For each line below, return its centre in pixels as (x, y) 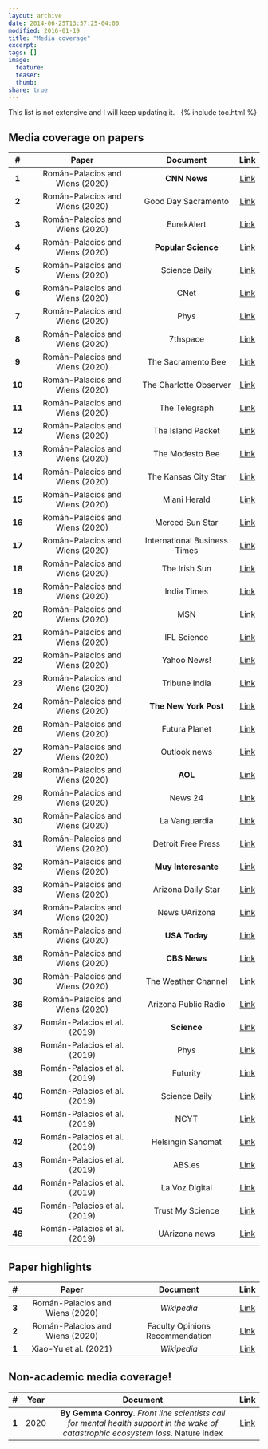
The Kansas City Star (187, 477)
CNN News (187, 179)
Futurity (187, 1073)
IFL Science (187, 638)
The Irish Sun (186, 569)
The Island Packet (187, 431)
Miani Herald (186, 499)
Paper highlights (50, 1267)
